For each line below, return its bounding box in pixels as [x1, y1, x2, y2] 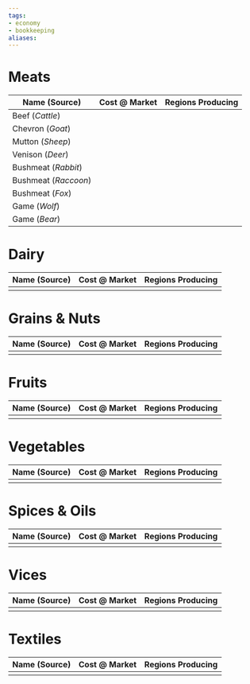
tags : [8, 11, 26, 20]
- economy [8, 19, 41, 27]
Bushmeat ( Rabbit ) [12, 162, 83, 173]
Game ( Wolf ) [12, 200, 60, 212]
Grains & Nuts [8, 309, 101, 328]
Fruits [8, 374, 48, 392]
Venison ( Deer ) [12, 149, 69, 160]
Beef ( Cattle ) [12, 111, 61, 122]
